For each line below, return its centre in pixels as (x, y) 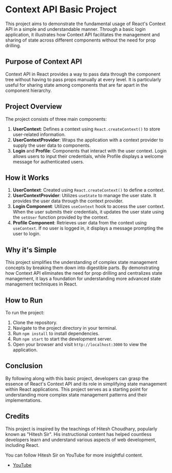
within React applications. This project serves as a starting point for (77, 389)
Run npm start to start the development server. (62, 339)
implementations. (24, 400)
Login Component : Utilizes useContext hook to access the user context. (89, 206)
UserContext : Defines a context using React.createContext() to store (87, 129)
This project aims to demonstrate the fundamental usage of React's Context (85, 24)
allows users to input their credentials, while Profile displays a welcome (88, 156)
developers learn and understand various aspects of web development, (81, 440)
